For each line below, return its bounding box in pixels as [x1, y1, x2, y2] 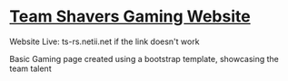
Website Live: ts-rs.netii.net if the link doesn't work [9, 36, 200, 47]
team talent [9, 63, 52, 74]
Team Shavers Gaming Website [9, 6, 252, 27]
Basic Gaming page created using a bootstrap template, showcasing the [9, 53, 280, 64]
